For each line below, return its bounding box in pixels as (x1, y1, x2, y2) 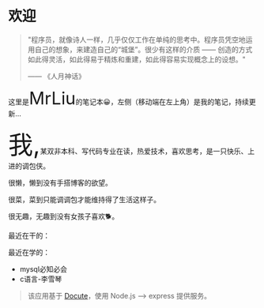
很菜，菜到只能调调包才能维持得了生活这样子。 (8, 194, 160, 204)
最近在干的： (8, 231, 50, 240)
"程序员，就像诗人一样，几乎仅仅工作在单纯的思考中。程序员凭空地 (27, 35, 247, 44)
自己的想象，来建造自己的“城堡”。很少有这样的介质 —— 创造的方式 (34, 44, 253, 54)
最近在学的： (8, 247, 50, 257)
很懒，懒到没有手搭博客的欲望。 (8, 178, 112, 187)
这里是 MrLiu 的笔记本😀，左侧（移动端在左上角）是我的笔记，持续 (8, 87, 249, 109)
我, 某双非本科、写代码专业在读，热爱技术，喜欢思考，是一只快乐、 (8, 130, 248, 160)
